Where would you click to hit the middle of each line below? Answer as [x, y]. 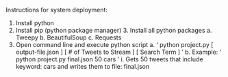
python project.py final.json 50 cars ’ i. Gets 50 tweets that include [109, 59]
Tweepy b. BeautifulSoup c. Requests [68, 37]
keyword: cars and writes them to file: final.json [83, 66]
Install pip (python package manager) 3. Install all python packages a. [114, 30]
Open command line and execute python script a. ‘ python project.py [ [114, 45]
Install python [35, 23]
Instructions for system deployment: [57, 10]
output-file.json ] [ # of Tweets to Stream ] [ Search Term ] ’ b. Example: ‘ [118, 52]
